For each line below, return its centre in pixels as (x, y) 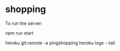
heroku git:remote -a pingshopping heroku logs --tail (60, 43)
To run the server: (24, 23)
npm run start (19, 33)
